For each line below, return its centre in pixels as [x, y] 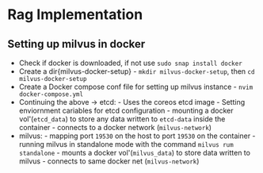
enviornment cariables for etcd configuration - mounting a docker [126, 110]
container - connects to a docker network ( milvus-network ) [115, 127]
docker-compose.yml [51, 94]
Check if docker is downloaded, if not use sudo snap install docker [130, 63]
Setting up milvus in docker [76, 44]
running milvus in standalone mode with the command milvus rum [126, 144]
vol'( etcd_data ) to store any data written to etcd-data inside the [122, 119]
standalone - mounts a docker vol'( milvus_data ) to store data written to [135, 153]
